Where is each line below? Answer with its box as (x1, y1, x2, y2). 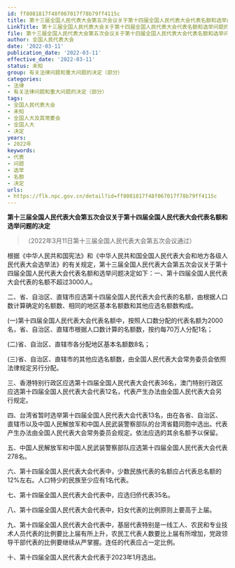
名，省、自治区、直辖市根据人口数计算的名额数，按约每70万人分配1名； (7, 325, 213, 334)
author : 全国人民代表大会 (7, 36, 75, 43)
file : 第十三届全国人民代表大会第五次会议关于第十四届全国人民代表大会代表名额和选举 (7, 29, 224, 37)
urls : (7, 187, 23, 194)
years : (7, 134, 27, 141)
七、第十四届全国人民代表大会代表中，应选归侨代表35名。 (7, 491, 174, 499)
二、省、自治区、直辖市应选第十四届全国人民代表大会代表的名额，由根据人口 (7, 292, 228, 302)
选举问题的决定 (7, 222, 50, 230)
